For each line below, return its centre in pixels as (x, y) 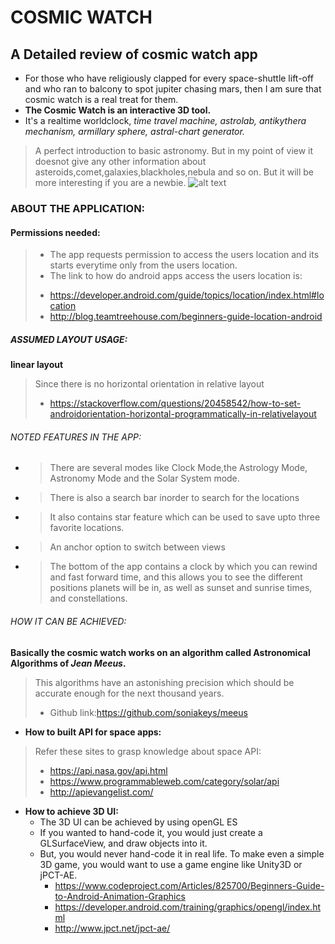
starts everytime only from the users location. (143, 265)
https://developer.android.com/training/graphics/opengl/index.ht (188, 907)
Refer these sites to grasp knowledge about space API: (148, 751)
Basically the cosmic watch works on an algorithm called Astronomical (160, 652)
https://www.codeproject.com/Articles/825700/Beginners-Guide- (189, 885)
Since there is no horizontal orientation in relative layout (149, 384)
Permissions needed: (55, 232)
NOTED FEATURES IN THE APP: (76, 437)
